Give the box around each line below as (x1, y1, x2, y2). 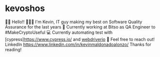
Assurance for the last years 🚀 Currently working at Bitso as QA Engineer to (5, 24, 156, 29)
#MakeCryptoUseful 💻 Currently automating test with (5, 29, 113, 35)
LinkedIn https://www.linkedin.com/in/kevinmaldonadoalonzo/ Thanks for (5, 42, 152, 47)
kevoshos (5, 3, 45, 14)
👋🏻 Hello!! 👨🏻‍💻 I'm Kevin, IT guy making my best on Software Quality (5, 19, 143, 25)
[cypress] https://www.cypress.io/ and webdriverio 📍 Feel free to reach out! (5, 36, 155, 42)
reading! (5, 46, 22, 52)
